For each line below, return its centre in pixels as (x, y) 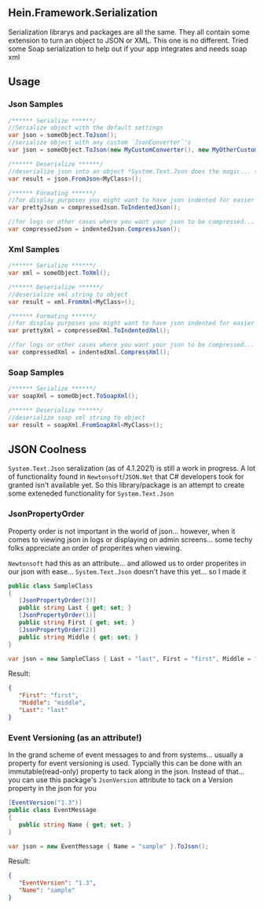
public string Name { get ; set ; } (75, 825)
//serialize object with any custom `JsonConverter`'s (100, 143)
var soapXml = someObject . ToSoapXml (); (73, 396)
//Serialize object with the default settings (86, 128)
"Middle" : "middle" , (52, 703)
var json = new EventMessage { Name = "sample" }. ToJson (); (109, 846)
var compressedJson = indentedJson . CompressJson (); (94, 229)
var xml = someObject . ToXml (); (59, 273)
